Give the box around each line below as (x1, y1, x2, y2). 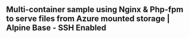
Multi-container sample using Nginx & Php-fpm (6, 5, 184, 15)
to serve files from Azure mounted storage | (6, 14, 170, 24)
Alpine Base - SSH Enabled (6, 23, 107, 33)
